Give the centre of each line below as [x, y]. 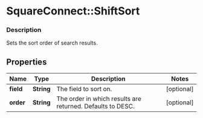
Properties [27, 62]
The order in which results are [99, 99]
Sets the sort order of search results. [52, 43]
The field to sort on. [84, 89]
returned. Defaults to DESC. [95, 107]
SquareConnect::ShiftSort [73, 11]
